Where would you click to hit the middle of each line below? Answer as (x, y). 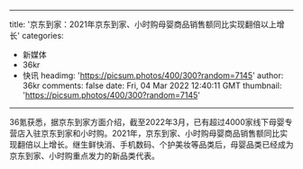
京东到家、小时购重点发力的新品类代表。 (84, 156)
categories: (43, 36)
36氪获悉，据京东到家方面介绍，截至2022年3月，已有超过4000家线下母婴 (147, 122)
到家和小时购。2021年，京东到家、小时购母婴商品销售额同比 (168, 133)
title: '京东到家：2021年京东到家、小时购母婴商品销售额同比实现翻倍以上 (143, 24)
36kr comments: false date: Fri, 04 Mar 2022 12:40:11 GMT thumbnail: (152, 85)
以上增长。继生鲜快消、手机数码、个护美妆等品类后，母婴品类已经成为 (163, 144)
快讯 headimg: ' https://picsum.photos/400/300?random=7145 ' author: (153, 76)
